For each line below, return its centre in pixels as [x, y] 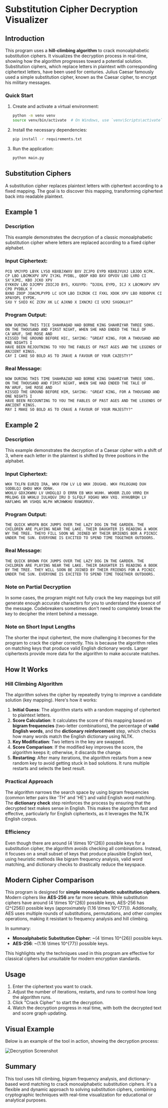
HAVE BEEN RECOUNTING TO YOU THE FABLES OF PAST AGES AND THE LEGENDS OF [84, 401]
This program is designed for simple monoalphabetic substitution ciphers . [83, 892]
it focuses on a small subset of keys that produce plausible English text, [79, 853]
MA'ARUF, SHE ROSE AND [29, 388]
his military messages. [28, 82]
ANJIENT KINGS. [21, 351]
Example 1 [21, 212]
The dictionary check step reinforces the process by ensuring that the [78, 803]
